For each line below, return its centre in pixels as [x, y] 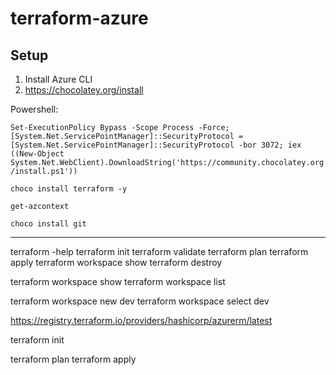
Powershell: [34, 109]
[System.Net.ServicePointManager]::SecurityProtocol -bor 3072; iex [156, 145]
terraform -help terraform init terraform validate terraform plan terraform [159, 251]
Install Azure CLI [58, 79]
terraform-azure [79, 18]
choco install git [48, 224]
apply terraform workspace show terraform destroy [116, 262]
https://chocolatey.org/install [84, 90]
